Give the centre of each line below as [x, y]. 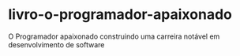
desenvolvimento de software [56, 44]
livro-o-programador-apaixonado [120, 15]
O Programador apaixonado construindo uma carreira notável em [114, 36]
